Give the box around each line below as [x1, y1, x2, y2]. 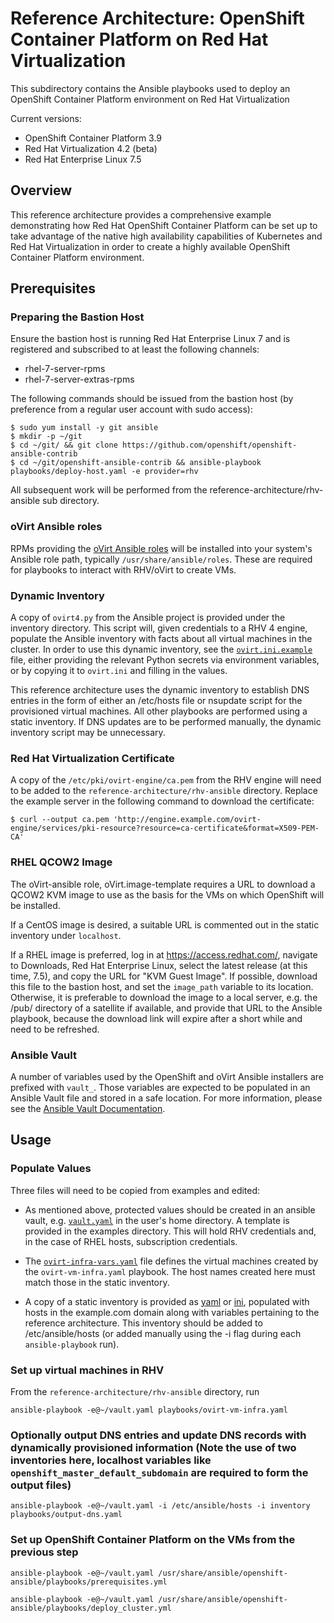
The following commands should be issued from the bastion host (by [10, 393, 294, 405]
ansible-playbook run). [24, 1338, 120, 1350]
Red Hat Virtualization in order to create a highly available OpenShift [10, 240, 291, 252]
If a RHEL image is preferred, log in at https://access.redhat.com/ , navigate [10, 948, 318, 961]
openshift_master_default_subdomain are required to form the [10, 1465, 309, 1479]
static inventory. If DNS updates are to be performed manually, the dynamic [10, 716, 322, 728]
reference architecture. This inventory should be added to [24, 1317, 263, 1329]
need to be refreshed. [10, 1023, 100, 1035]
